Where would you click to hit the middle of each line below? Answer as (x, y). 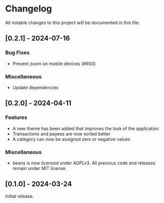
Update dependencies (35, 87)
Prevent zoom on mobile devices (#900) (54, 64)
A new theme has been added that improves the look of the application (86, 128)
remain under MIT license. (39, 168)
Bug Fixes (18, 53)
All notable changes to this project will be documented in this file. (73, 23)
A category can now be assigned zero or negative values (71, 139)
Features (16, 117)
